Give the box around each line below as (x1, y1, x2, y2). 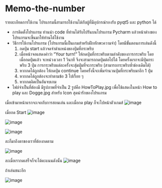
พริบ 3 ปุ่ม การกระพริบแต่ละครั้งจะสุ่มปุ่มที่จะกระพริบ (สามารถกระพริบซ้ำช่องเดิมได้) (19, 62, 151, 68)
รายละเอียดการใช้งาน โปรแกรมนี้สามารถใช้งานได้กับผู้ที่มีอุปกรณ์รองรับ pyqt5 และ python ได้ (5, 19, 157, 25)
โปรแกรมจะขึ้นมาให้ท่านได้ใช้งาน (12, 34, 64, 40)
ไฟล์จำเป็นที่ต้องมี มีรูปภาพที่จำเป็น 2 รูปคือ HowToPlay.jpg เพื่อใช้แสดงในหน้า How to (12, 84, 158, 90)
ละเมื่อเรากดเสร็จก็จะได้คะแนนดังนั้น (5, 158, 62, 163)
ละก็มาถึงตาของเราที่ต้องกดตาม (5, 138, 54, 144)
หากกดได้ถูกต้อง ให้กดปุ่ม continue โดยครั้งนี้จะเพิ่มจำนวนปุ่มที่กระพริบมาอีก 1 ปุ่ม (19, 67, 153, 74)
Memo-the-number (5, 3, 85, 14)
